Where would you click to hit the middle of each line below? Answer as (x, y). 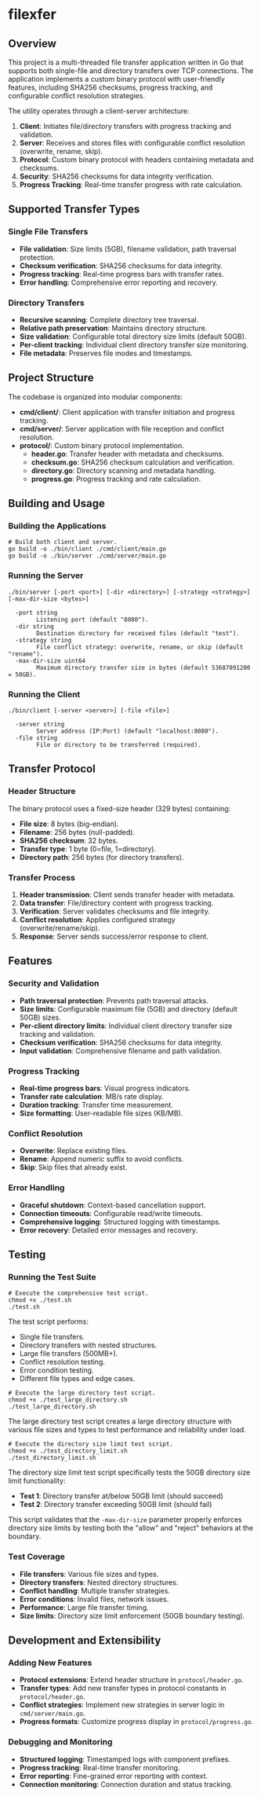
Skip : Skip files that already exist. (73, 1167)
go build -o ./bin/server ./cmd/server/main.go (87, 556)
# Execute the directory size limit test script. (91, 1444)
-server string (40, 725)
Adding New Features (50, 1663)
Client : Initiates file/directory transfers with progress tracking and (125, 126)
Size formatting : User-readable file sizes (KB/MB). (101, 1113)
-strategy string (43, 640)
